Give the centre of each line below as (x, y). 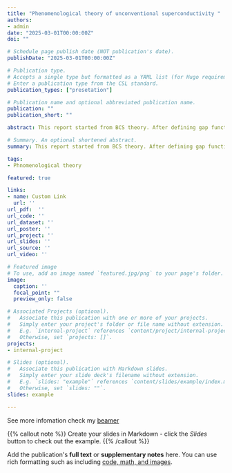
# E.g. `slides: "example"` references (68, 382)
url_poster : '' (29, 229)
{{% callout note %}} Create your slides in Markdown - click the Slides (107, 434)
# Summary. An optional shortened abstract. (72, 140)
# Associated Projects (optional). (58, 311)
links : (17, 191)
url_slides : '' (29, 242)
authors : (20, 20)
